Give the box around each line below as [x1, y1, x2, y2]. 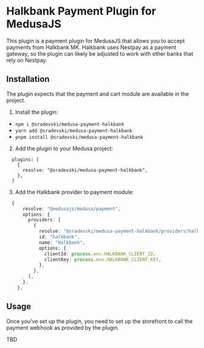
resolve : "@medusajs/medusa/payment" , [22, 206, 121, 212]
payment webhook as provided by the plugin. [6, 324, 120, 331]
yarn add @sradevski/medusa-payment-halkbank [15, 127, 132, 134]
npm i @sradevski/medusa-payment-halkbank [15, 121, 124, 127]
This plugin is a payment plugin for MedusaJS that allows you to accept [6, 37, 185, 44]
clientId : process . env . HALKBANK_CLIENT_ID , [44, 250, 156, 257]
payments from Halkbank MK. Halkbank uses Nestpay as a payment [6, 44, 177, 51]
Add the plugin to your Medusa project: [15, 144, 114, 152]
